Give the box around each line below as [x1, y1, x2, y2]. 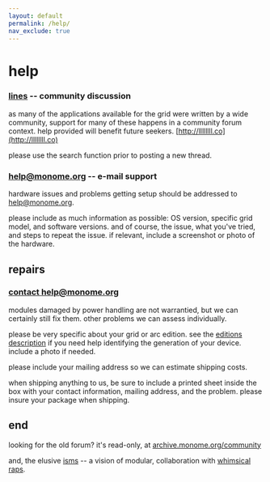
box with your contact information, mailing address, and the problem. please [8, 386, 263, 396]
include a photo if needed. [8, 346, 96, 356]
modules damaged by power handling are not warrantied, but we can [8, 305, 238, 315]
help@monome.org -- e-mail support [8, 171, 158, 182]
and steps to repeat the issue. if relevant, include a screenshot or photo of [8, 230, 255, 240]
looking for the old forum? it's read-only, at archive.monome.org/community [8, 440, 261, 450]
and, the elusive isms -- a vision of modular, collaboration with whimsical [8, 455, 251, 465]
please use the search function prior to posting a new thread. [8, 150, 213, 160]
